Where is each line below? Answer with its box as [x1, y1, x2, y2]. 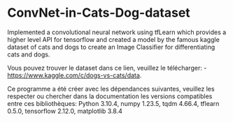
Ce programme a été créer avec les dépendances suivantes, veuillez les [7, 84, 215, 93]
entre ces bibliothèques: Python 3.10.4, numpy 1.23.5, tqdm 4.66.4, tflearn [7, 99, 220, 107]
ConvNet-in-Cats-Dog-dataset [7, 5, 190, 21]
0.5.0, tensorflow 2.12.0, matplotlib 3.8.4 [7, 107, 122, 115]
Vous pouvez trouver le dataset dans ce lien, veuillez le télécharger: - [7, 63, 207, 72]
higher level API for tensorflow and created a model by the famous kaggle [7, 35, 220, 43]
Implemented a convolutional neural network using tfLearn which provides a [7, 28, 227, 36]
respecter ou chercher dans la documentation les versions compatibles [7, 92, 213, 100]
